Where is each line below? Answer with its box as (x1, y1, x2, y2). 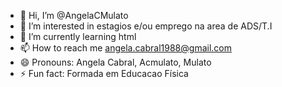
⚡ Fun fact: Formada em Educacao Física (19, 68, 189, 79)
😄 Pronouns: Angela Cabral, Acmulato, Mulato (19, 56, 212, 68)
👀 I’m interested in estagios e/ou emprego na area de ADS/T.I (19, 20, 273, 32)
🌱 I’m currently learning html (19, 31, 137, 42)
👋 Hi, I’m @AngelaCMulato (19, 10, 129, 21)
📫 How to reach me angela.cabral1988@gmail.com (19, 42, 232, 54)
